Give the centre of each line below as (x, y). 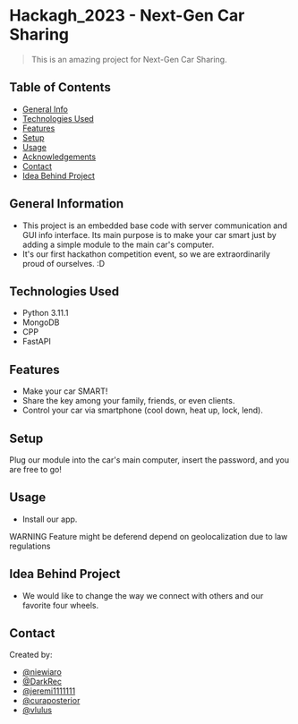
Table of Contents (60, 87)
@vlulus (37, 710)
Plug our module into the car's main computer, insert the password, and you (149, 460)
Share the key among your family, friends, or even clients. (128, 401)
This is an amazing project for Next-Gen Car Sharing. (129, 59)
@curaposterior (51, 701)
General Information (67, 204)
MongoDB (41, 322)
